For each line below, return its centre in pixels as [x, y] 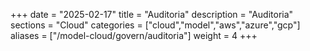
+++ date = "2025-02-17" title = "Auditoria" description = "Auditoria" [152, 14]
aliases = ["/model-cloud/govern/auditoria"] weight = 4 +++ [134, 35]
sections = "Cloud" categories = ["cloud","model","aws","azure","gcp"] [155, 25]
